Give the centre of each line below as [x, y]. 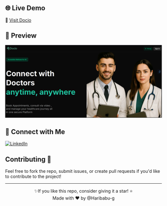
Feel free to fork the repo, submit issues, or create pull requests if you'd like [83, 171]
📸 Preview [21, 36]
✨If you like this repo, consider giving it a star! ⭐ [83, 191]
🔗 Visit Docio [18, 20]
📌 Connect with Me [35, 131]
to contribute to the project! [33, 176]
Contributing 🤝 [28, 159]
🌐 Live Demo [25, 8]
